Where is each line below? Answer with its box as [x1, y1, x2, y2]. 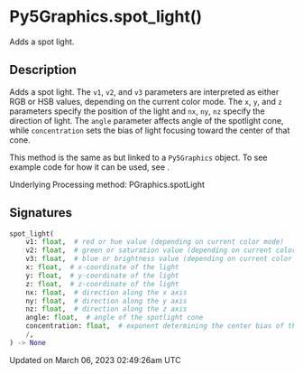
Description [9, 62, 77, 78]
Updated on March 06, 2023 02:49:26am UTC [9, 354, 182, 365]
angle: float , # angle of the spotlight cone [25, 313, 204, 323]
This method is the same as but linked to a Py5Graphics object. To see [9, 152, 268, 163]
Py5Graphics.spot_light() [9, 6, 203, 27]
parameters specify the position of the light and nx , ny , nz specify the [9, 106, 265, 117]
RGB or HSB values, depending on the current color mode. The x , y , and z [9, 96, 282, 107]
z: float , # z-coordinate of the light [25, 279, 179, 288]
